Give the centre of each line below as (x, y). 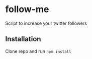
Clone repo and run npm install (38, 51)
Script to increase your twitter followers (46, 23)
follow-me (27, 9)
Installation (23, 39)
